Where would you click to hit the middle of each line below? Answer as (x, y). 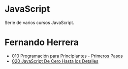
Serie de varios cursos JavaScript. (39, 23)
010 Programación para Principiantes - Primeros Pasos (67, 56)
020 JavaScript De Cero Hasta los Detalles (55, 61)
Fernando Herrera (42, 42)
